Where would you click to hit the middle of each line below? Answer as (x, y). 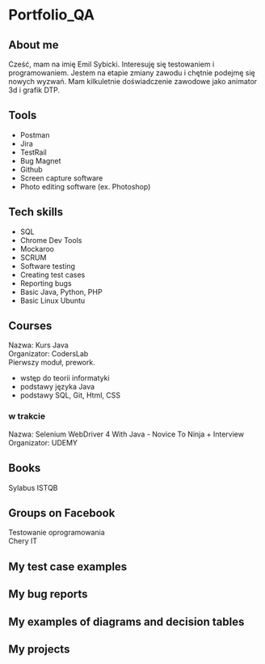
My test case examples (68, 566)
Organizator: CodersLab (48, 354)
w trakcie (27, 416)
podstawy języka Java (57, 387)
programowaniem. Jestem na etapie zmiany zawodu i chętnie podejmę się (132, 73)
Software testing (47, 266)
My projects (39, 649)
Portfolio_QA (52, 15)
